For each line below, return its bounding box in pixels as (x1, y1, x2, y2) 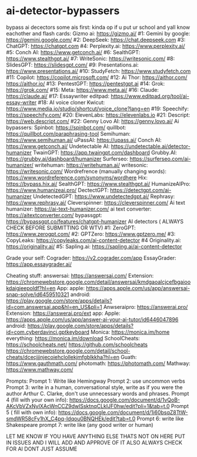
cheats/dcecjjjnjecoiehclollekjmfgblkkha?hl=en (6, 353, 119, 360)
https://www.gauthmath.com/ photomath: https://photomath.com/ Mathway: (6, 360, 191, 367)
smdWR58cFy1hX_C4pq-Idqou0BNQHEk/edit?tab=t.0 (6, 415, 136, 422)
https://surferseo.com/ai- (129, 155, 191, 162)
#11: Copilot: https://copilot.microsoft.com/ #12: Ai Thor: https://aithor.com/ (6, 74, 188, 81)
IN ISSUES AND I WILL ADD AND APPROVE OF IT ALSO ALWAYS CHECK (6, 439, 182, 446)
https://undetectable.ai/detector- (111, 143, 191, 150)
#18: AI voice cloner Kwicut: (38, 98, 105, 106)
